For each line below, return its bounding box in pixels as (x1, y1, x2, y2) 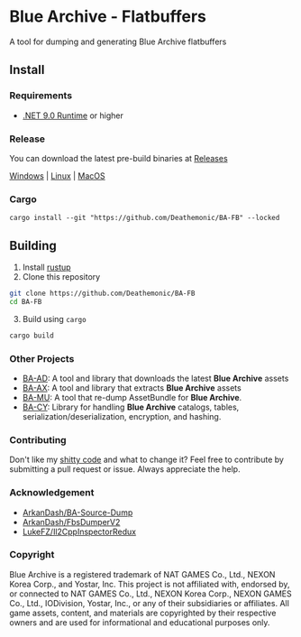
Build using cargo (22, 313, 87, 324)
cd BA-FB (9, 297, 42, 306)
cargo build (9, 331, 54, 340)
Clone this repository (22, 272, 101, 282)
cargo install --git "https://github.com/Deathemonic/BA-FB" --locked (9, 214, 280, 223)
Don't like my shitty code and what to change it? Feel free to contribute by (9, 454, 284, 466)
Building (9, 237, 57, 254)
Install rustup (22, 262, 71, 272)
